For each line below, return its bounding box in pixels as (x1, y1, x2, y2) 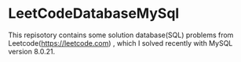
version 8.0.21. (8, 46, 56, 56)
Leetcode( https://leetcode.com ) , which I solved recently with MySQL (8, 38, 233, 47)
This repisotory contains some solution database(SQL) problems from (8, 30, 234, 40)
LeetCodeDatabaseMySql (8, 5, 180, 22)
